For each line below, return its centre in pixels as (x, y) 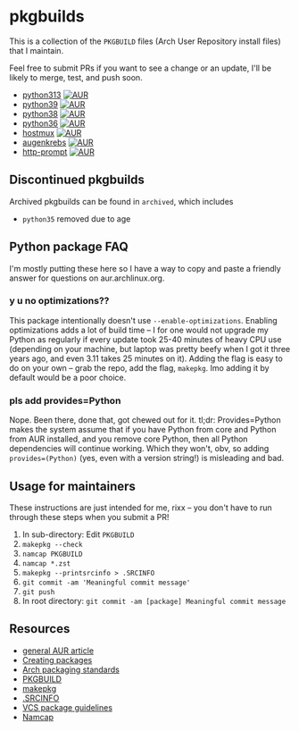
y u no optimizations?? (59, 301)
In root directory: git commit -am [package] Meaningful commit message (154, 601)
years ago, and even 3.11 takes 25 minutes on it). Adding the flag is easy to (146, 358)
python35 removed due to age (76, 218)
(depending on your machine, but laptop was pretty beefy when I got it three (150, 349)
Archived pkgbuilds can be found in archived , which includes (121, 201)
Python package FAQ (69, 247)
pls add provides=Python (65, 400)
